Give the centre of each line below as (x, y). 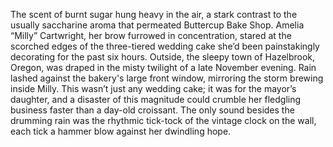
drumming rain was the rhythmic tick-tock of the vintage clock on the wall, (163, 120)
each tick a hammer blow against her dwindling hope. (121, 131)
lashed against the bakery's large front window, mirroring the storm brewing (167, 78)
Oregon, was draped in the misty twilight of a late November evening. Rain (163, 67)
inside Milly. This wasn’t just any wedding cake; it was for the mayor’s (153, 88)
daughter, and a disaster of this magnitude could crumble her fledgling (156, 99)
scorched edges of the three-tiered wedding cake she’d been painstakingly (165, 46)
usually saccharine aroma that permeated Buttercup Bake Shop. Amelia (157, 25)
